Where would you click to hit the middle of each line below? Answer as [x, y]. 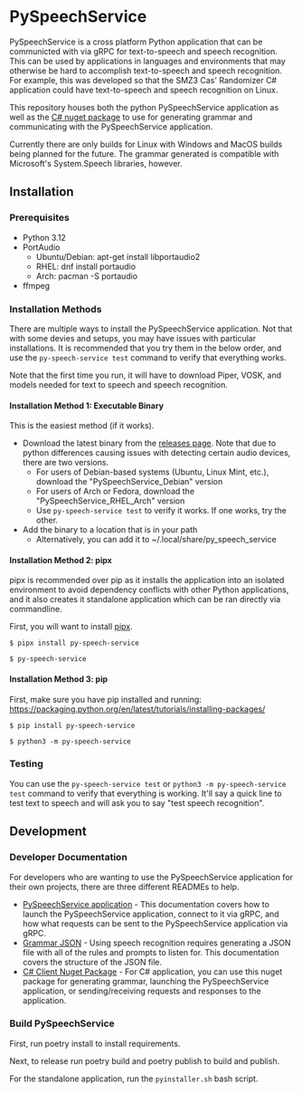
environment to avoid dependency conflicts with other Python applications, [149, 590]
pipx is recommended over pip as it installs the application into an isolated [147, 580]
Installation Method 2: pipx [61, 560]
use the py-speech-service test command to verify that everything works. [148, 357]
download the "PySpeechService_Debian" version [129, 482]
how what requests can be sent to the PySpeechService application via [155, 923]
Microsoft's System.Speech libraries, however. [96, 163]
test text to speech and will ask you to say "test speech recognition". [137, 802]
